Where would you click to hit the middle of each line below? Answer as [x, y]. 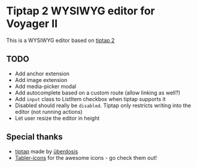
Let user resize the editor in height [57, 118]
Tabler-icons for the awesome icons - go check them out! [86, 157]
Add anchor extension [42, 74]
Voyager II [32, 24]
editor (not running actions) [49, 111]
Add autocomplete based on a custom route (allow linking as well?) [98, 92]
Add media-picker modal [46, 86]
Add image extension [41, 80]
